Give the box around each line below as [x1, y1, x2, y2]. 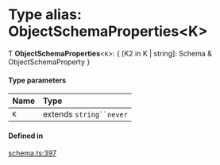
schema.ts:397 [8, 148, 57, 158]
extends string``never [42, 109, 129, 120]
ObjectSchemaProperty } [8, 57, 91, 67]
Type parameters [8, 75, 67, 85]
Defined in [8, 131, 44, 140]
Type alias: [8, 6, 82, 24]
